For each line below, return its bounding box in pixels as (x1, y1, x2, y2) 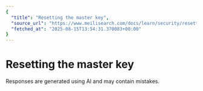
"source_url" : (11, 20, 47, 26)
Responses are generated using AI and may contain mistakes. (5, 78, 160, 85)
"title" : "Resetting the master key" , (11, 15, 110, 21)
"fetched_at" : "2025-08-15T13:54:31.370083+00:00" (11, 25, 142, 32)
